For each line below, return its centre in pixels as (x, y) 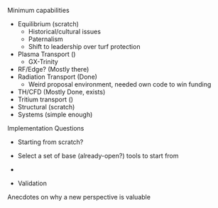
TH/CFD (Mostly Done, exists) (61, 92)
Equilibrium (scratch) (48, 24)
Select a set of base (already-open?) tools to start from (98, 156)
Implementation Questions (46, 128)
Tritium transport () (45, 99)
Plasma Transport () (47, 54)
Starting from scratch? (50, 142)
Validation (32, 183)
